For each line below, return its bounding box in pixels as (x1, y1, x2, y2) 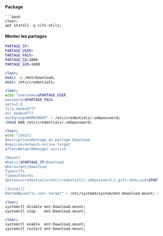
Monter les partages (5, 33, 47, 39)
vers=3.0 (5, 102, 23, 107)
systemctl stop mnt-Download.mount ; (5, 208, 86, 214)
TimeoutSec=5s (5, 173, 34, 178)
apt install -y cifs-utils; (5, 23, 62, 28)
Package (5, 4, 23, 10)
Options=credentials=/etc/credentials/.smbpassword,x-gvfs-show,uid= (5, 178, 149, 183)
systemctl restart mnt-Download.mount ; (5, 226, 86, 232)
